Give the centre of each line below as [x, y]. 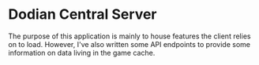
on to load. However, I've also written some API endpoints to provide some [129, 44]
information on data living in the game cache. [82, 52]
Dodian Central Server [83, 14]
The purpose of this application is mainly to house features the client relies [129, 36]
